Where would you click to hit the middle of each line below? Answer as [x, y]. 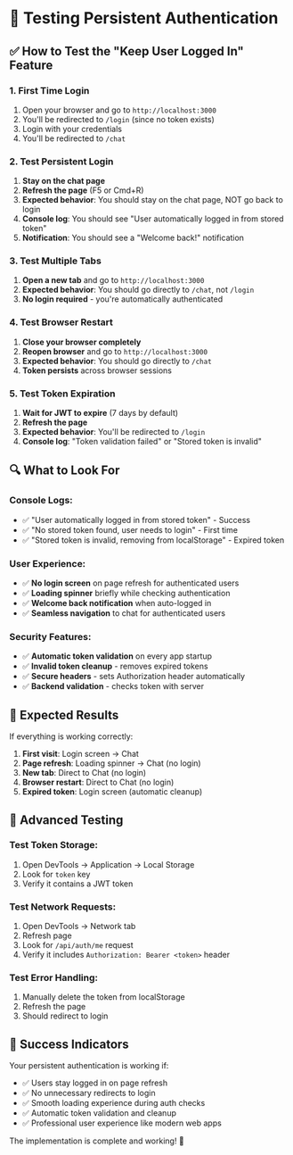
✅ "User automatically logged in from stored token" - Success [136, 519]
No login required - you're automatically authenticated [122, 299]
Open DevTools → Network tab [79, 926]
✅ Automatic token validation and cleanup [99, 1113]
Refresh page [47, 935]
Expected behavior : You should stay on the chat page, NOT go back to [152, 200]
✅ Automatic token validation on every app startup [117, 656]
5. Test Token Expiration [62, 394]
